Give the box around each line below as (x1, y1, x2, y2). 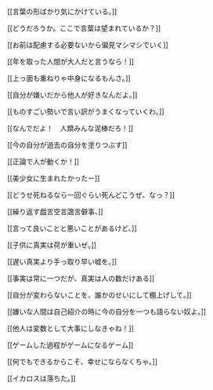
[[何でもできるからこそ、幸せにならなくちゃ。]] (7, 357, 158, 366)
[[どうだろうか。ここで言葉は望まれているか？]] (7, 24, 161, 33)
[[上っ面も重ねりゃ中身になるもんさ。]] (7, 74, 131, 82)
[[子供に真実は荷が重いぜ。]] (7, 240, 97, 250)
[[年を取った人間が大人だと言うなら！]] (7, 57, 135, 66)
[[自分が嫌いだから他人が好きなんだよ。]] (7, 90, 138, 100)
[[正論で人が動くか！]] (7, 157, 80, 166)
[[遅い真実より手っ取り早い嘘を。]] (7, 257, 117, 266)
